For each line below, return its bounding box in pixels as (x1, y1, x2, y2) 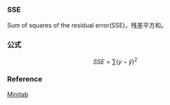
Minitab (7, 90, 29, 98)
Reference (7, 74, 42, 84)
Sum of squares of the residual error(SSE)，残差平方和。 (7, 21, 168, 30)
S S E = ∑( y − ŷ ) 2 (93, 56, 138, 66)
